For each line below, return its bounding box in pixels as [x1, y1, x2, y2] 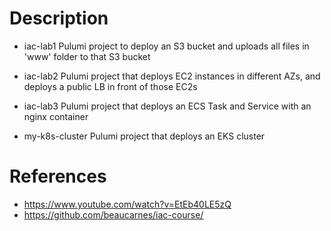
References [9, 165, 107, 188]
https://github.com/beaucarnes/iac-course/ [23, 208, 204, 221]
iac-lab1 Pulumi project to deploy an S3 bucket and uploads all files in [23, 40, 310, 52]
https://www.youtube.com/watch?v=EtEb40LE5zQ [23, 198, 232, 210]
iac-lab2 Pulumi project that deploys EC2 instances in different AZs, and [23, 70, 321, 82]
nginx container [23, 110, 89, 122]
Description [9, 7, 109, 30]
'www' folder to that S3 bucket [23, 50, 151, 62]
